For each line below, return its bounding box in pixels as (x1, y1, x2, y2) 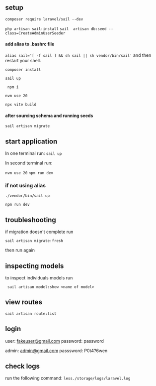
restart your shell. (5, 58, 41, 64)
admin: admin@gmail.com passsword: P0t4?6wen (5, 348, 108, 354)
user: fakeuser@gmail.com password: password (5, 338, 104, 344)
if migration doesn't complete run (5, 229, 74, 235)
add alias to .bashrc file (5, 41, 55, 47)
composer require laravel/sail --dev (5, 16, 83, 21)
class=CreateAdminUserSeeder (5, 30, 66, 36)
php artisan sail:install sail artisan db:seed (5, 26, 107, 31)
